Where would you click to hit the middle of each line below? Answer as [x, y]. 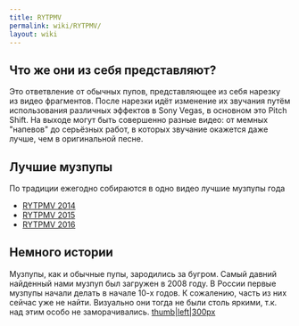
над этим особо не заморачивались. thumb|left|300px [112, 312]
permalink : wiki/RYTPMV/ [55, 26]
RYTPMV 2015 [49, 215]
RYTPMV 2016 [49, 224]
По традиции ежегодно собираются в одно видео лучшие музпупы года [147, 188]
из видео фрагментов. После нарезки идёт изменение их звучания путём [150, 101]
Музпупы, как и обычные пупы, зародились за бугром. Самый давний [143, 273]
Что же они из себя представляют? [113, 70]
